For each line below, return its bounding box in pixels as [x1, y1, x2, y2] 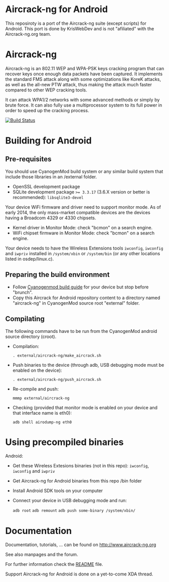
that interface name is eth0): [12, 410, 72, 416]
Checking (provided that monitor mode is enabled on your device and [12, 404, 158, 410]
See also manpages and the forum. [5, 552, 78, 558]
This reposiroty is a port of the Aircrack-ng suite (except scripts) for [5, 20, 147, 26]
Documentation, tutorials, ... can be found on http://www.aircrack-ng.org [5, 542, 156, 548]
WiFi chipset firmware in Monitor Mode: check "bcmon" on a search [12, 230, 155, 236]
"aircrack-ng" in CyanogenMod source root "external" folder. [12, 300, 140, 306]
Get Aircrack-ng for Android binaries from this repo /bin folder [12, 478, 142, 484]
